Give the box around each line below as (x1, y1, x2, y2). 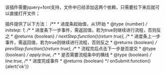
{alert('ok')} (5, 64, 29, 69)
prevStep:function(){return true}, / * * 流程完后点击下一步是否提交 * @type (5, 46, 156, 51)
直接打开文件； (9, 10, 40, 16)
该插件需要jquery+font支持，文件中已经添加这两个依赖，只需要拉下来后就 (5, 4, 156, 10)
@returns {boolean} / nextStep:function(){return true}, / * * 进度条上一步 (14, 34, 161, 39)
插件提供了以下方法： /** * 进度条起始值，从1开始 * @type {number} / (5, 21, 148, 27)
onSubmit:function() (109, 58, 151, 64)
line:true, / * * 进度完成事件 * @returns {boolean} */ (5, 58, 109, 64)
